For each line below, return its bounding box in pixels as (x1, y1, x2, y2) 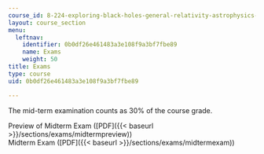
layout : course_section (8, 19, 86, 27)
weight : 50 (22, 56, 58, 64)
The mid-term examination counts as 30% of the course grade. (8, 105, 213, 115)
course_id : (8, 11, 44, 20)
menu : (8, 26, 26, 34)
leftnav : (15, 33, 44, 42)
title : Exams (8, 63, 51, 71)
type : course (8, 70, 51, 78)
